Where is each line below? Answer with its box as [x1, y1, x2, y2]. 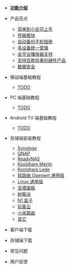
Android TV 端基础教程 [9, 115, 57, 120]
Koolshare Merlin [17, 161, 52, 167]
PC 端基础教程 [9, 94, 39, 100]
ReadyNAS [17, 156, 40, 161]
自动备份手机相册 [17, 38, 53, 44]
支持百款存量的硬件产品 [17, 57, 66, 63]
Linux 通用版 [17, 178, 43, 184]
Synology [17, 145, 37, 151]
